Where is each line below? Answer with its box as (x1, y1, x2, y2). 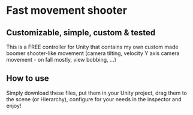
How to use (6, 73, 49, 84)
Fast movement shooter (6, 4, 128, 17)
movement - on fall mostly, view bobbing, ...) (6, 56, 117, 63)
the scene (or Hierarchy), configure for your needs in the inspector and (6, 95, 182, 102)
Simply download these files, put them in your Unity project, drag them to (6, 89, 188, 96)
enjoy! (6, 102, 22, 109)
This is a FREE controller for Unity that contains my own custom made (6, 43, 179, 50)
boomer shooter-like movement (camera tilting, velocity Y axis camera (6, 50, 180, 57)
